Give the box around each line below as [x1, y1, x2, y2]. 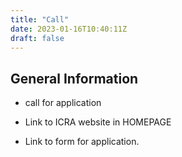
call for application [24, 97, 102, 109]
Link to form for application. [24, 136, 140, 148]
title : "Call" [10, 14, 70, 25]
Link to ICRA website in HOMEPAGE [24, 116, 172, 128]
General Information [10, 70, 139, 87]
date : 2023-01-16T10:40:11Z [10, 24, 128, 34]
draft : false [10, 33, 65, 43]
